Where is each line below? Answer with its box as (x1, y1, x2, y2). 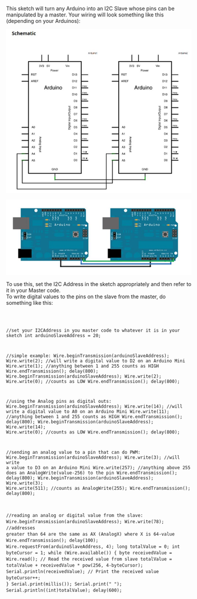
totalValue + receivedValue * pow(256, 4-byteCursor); (6, 563, 143, 568)
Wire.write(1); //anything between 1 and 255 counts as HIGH (6, 363, 159, 369)
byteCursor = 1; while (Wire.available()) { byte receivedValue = (6, 550, 172, 556)
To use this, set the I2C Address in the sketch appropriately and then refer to (6, 280, 192, 287)
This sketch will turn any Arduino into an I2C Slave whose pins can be (6, 5, 175, 12)
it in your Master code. (6, 287, 61, 294)
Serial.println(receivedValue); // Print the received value (6, 569, 159, 575)
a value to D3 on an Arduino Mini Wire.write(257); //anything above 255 (6, 465, 191, 471)
